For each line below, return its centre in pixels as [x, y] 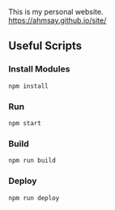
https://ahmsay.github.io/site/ [57, 20]
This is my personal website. [56, 12]
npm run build [32, 161]
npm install [28, 86]
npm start [25, 123]
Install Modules [39, 69]
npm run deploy [34, 198]
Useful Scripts [45, 46]
